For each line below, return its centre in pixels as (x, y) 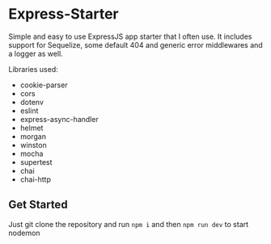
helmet (32, 128)
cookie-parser (44, 85)
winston (33, 145)
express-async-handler (59, 119)
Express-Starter (64, 14)
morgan (33, 136)
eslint (29, 111)
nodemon (24, 233)
